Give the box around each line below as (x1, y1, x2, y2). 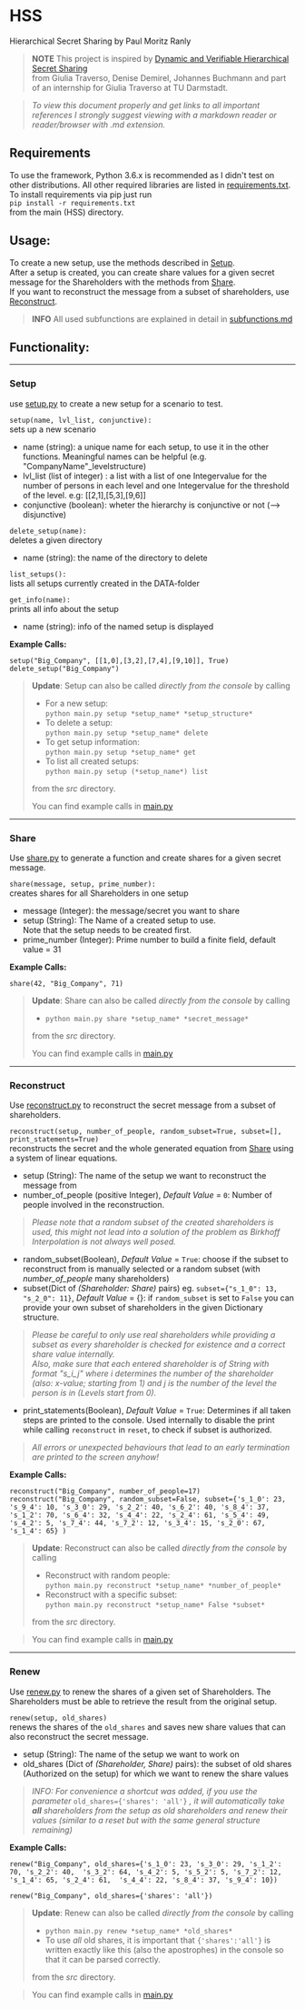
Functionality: (9, 339, 90, 355)
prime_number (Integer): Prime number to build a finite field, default (22, 934, 277, 945)
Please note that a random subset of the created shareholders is (31, 1217, 274, 1228)
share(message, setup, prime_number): (9, 879, 156, 889)
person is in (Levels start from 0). (31, 1388, 157, 1399)
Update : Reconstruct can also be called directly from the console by (31, 1542, 288, 1553)
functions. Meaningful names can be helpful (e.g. (22, 451, 207, 462)
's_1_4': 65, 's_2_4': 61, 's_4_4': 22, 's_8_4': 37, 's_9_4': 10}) (9, 1875, 279, 1884)
